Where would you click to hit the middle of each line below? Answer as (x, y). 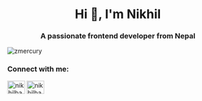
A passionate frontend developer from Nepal (118, 36)
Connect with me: (38, 69)
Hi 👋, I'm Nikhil (118, 14)
